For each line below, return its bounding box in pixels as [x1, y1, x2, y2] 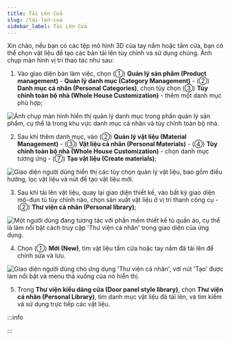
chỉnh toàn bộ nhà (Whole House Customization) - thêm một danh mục [16, 91, 222, 100]
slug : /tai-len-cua [7, 16, 63, 23]
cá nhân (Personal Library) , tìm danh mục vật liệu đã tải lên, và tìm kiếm [16, 293, 222, 301]
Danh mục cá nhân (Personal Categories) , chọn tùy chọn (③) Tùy [16, 84, 208, 93]
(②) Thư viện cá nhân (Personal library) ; [16, 203, 137, 212]
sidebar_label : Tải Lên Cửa [7, 23, 88, 30]
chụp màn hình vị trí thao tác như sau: [7, 56, 115, 65]
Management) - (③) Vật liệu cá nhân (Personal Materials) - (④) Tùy [16, 140, 218, 148]
